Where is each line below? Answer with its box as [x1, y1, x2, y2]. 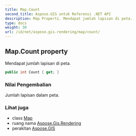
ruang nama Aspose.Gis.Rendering [12, 121, 82, 126]
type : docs [5, 20, 27, 26]
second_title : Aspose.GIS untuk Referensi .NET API [5, 12, 111, 16]
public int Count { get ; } [5, 70, 59, 75]
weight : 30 [5, 25, 27, 30]
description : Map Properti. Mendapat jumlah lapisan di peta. [5, 16, 133, 21]
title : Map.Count [5, 7, 40, 12]
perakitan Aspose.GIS [12, 125, 55, 131]
